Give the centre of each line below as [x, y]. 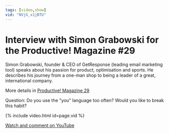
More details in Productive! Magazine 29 [47, 91]
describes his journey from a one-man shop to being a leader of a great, [80, 75]
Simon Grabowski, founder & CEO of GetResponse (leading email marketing [84, 64]
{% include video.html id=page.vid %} [45, 116]
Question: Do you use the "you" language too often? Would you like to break [85, 101]
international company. [29, 81]
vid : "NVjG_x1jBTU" [26, 15]
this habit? [16, 106]
